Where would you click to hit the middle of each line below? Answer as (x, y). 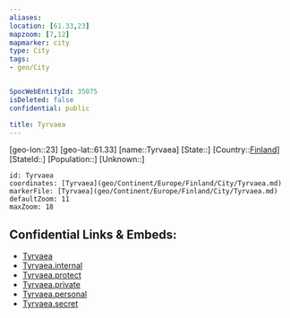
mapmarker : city (39, 43)
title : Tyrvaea (38, 125)
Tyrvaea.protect (52, 275)
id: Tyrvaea (31, 176)
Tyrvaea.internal (52, 266)
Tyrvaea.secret (50, 304)
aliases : (26, 17)
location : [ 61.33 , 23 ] (50, 26)
